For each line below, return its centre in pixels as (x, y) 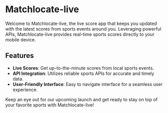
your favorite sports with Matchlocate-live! (50, 105)
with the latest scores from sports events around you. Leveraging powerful (83, 29)
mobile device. (21, 40)
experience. (25, 90)
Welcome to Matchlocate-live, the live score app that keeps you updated (81, 23)
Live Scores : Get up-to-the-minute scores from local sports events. (83, 68)
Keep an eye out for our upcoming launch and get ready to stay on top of (81, 99)
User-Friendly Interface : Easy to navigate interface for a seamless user (88, 84)
